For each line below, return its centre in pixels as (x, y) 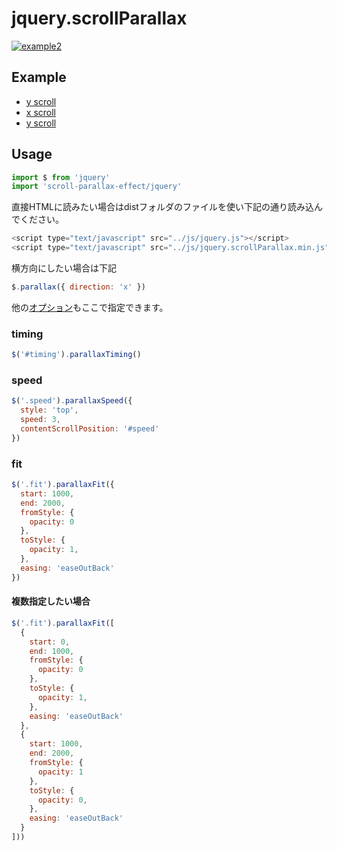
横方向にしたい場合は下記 (64, 268)
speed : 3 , (40, 420)
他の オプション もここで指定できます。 (90, 307)
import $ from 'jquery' (61, 177)
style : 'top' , (49, 410)
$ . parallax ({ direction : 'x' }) (78, 287)
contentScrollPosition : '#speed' (90, 429)
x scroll (40, 112)
